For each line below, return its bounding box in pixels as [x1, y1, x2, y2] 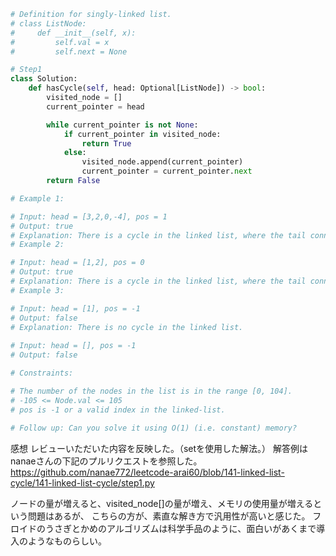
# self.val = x [10, 37, 110, 47]
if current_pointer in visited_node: [63, 129, 222, 139]
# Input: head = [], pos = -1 [10, 341, 137, 351]
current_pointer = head [46, 101, 145, 112]
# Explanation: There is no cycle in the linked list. [10, 322, 244, 332]
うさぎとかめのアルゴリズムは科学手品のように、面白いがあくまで [44, 523, 317, 535]
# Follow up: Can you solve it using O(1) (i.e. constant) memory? [10, 423, 298, 434]
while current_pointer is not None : [46, 120, 199, 130]
